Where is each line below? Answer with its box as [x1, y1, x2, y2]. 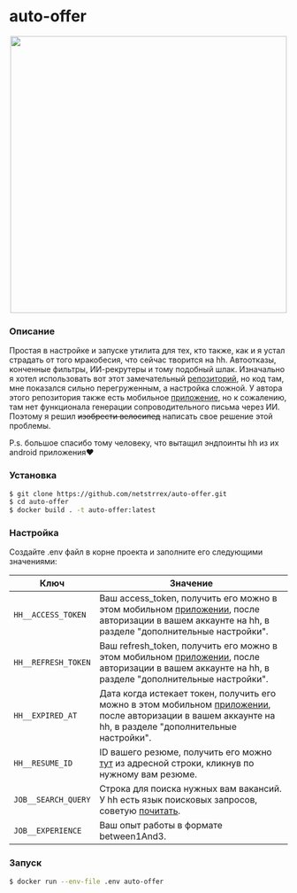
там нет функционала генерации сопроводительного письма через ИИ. [9, 401, 280, 413]
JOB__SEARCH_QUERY [13, 795, 91, 805]
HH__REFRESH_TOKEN [13, 657, 91, 668]
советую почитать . [99, 804, 181, 817]
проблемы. [9, 421, 51, 431]
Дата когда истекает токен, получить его [99, 687, 277, 700]
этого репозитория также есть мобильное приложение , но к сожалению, [9, 392, 287, 403]
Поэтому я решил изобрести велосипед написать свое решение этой [9, 411, 273, 422]
